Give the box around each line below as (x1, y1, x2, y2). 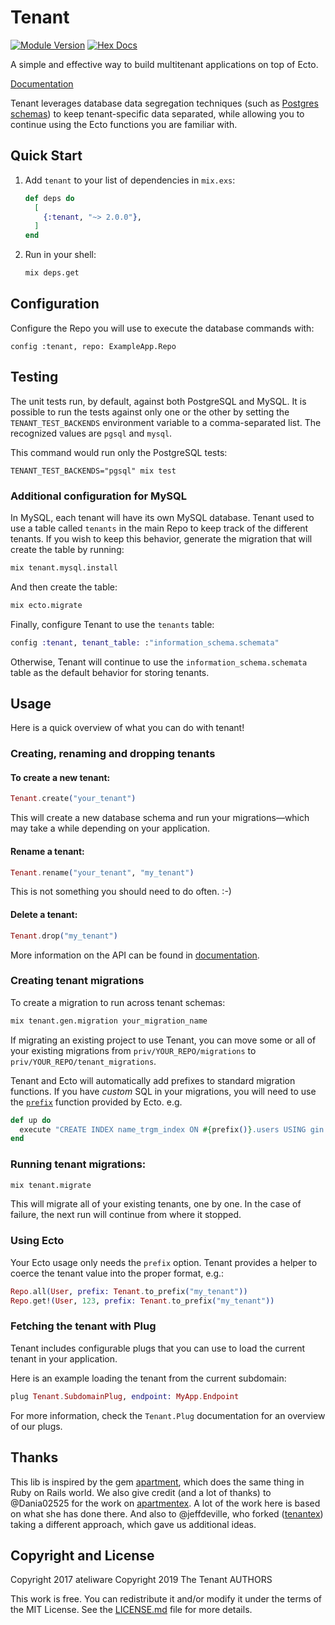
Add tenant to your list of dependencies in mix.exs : (24, 174, 236, 186)
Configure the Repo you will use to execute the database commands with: (10, 322, 315, 334)
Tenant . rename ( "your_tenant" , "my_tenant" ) (10, 867, 195, 878)
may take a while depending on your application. (10, 822, 211, 835)
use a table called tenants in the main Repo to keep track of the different (10, 522, 309, 534)
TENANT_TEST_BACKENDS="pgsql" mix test (10, 466, 177, 476)
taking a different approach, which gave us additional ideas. (10, 1518, 257, 1530)
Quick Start (10, 147, 83, 165)
